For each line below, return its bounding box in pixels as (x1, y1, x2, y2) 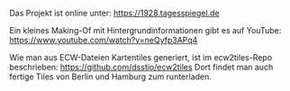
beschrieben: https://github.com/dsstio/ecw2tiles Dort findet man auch (9, 62, 274, 72)
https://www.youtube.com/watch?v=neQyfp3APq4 (9, 35, 198, 45)
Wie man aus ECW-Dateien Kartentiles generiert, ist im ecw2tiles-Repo (9, 52, 273, 62)
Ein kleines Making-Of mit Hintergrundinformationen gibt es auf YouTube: (9, 25, 282, 35)
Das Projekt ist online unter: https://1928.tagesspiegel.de (9, 8, 220, 18)
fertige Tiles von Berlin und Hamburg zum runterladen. (9, 71, 212, 82)
